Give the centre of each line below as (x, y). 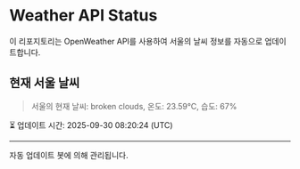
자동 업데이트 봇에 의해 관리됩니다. (69, 155)
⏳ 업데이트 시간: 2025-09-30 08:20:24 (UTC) (91, 125)
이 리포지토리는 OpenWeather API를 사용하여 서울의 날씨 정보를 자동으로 (136, 41)
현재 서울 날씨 (45, 83)
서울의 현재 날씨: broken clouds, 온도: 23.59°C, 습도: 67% (134, 106)
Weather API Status (83, 16)
